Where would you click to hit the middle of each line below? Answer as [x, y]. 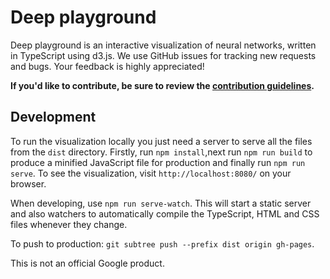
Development [53, 117]
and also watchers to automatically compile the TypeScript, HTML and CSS [165, 213]
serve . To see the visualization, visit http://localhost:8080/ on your [151, 173]
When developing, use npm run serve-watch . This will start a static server [161, 203]
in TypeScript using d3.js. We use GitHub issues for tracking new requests [163, 55]
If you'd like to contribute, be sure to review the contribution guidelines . [162, 85]
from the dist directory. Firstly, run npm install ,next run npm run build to [161, 152]
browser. [28, 183]
